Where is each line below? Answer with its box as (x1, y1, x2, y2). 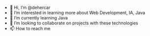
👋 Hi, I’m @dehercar (9, 5, 50, 10)
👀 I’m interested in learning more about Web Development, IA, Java (9, 10, 146, 16)
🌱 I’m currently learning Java (9, 15, 68, 20)
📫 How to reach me (9, 26, 50, 31)
